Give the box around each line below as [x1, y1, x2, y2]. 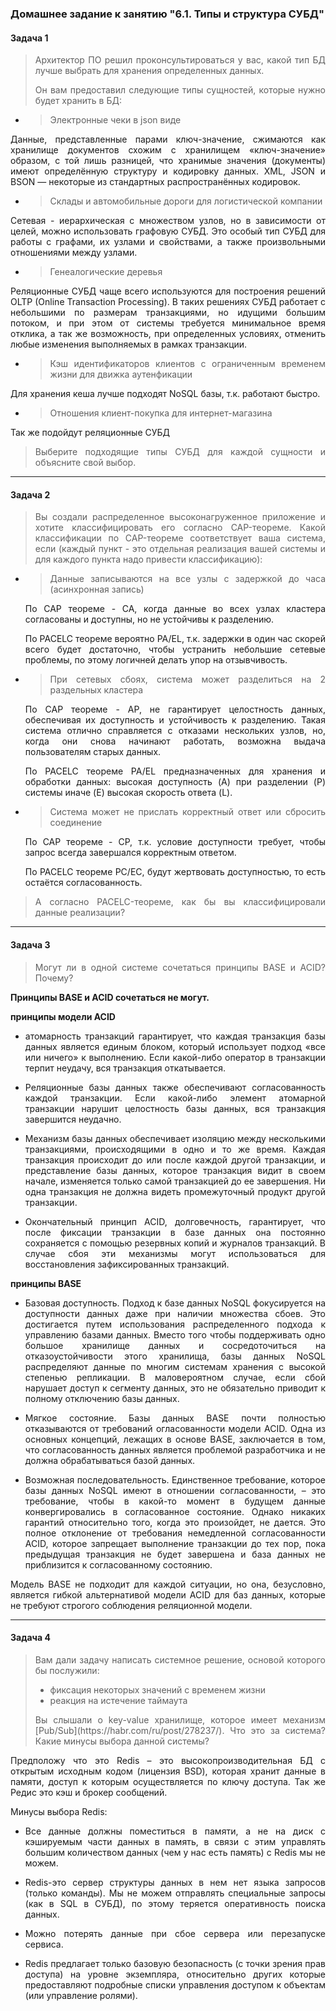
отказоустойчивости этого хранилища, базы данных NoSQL [24, 1350, 326, 1362]
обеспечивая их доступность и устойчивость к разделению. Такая [24, 714, 326, 726]
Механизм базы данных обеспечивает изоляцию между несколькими [24, 1132, 326, 1144]
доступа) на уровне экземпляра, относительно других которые [24, 1968, 326, 1980]
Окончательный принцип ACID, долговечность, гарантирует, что [24, 1215, 326, 1227]
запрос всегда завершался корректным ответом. [24, 847, 237, 859]
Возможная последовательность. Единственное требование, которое [24, 1473, 326, 1486]
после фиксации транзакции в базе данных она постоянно [24, 1226, 326, 1238]
